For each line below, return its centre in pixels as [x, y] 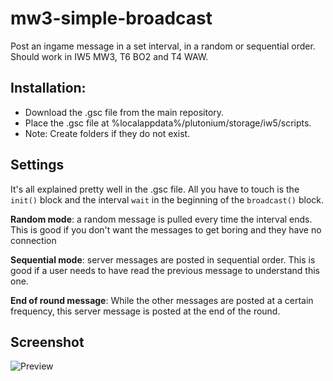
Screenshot [47, 342]
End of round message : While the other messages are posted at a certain [162, 300]
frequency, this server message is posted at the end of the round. [145, 311]
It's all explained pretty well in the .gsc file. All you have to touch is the [155, 189]
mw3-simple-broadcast [111, 18]
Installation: [48, 88]
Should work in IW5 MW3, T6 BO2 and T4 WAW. [109, 56]
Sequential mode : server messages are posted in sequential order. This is [163, 259]
